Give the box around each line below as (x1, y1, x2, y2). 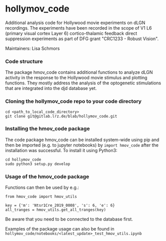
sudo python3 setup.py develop (5, 161, 70, 166)
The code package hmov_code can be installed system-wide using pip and (5, 137, 159, 143)
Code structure (5, 58, 43, 65)
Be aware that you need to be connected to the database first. (5, 216, 133, 222)
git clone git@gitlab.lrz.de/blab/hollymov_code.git (5, 113, 117, 118)
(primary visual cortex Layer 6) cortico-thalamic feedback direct (5, 30, 137, 36)
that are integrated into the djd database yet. (5, 85, 97, 91)
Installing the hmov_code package (5, 125, 90, 132)
